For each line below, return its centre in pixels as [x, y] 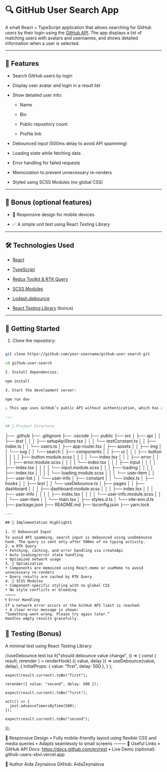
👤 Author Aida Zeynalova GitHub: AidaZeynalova [55, 764]
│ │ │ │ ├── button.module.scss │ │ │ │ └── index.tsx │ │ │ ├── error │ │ [82, 457]
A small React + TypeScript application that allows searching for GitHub [78, 27]
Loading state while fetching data [46, 153]
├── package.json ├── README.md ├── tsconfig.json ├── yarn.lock [78, 505]
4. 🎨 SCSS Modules [24, 581]
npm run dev [17, 399]
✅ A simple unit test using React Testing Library [61, 224]
